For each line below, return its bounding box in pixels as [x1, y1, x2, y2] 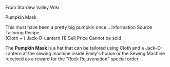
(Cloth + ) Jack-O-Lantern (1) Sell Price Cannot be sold [5, 35, 122, 41]
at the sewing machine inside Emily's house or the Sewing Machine [23, 51, 165, 56]
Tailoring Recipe [5, 30, 40, 35]
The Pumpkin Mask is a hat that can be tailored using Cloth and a [5, 45, 144, 51]
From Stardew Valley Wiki [5, 5, 60, 10]
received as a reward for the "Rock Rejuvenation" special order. [5, 56, 140, 62]
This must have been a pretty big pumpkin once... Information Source [5, 24, 153, 30]
